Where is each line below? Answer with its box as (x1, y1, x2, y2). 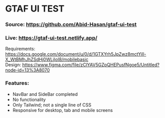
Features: (5, 80, 29, 87)
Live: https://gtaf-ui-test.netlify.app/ (5, 35, 98, 42)
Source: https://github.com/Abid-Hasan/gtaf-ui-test (5, 21, 137, 28)
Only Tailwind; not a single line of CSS (12, 101, 92, 108)
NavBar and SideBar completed (12, 91, 78, 97)
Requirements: (5, 46, 35, 52)
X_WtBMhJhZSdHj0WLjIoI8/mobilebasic (5, 56, 89, 63)
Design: (5, 62, 21, 68)
